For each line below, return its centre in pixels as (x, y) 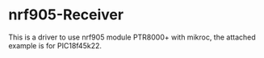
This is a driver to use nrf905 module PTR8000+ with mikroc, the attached (132, 37)
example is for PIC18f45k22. (55, 45)
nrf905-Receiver (66, 15)
